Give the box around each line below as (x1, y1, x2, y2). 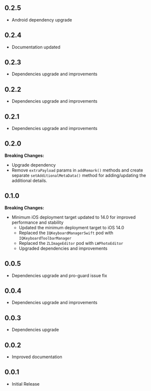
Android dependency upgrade (11, 17, 73, 22)
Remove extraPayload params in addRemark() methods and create (11, 167, 143, 173)
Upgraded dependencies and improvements (19, 245, 108, 251)
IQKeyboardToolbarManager (19, 236, 72, 241)
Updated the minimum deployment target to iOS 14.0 (19, 224, 125, 230)
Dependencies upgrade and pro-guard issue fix (11, 272, 108, 278)
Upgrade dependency (11, 162, 56, 168)
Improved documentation (11, 354, 62, 360)
